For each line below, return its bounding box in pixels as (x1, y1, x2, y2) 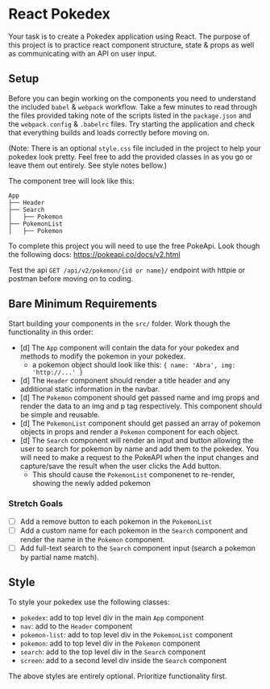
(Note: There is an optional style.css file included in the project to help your (8, 143, 262, 153)
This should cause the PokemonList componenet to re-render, (31, 469, 235, 479)
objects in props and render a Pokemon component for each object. (19, 426, 240, 436)
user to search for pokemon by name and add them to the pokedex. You (19, 444, 260, 454)
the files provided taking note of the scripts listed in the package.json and (8, 110, 251, 120)
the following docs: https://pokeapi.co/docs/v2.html (8, 249, 181, 259)
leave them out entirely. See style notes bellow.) (8, 160, 168, 170)
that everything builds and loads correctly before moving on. (8, 127, 210, 137)
